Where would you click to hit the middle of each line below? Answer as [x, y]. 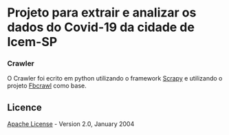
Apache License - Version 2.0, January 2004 [71, 124]
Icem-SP [32, 42]
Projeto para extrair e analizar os [102, 13]
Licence [25, 107]
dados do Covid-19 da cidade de [101, 27]
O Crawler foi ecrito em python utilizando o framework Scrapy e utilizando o [115, 79]
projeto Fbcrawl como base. [47, 86]
